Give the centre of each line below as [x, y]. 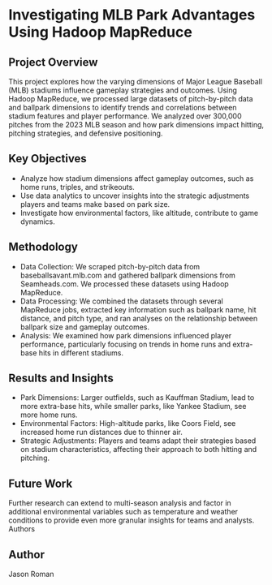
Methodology [43, 247]
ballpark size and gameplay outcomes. [85, 327]
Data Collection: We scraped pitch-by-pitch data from [110, 266]
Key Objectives [47, 159]
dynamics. [37, 222]
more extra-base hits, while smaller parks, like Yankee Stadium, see [133, 406]
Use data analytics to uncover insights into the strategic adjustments [135, 196]
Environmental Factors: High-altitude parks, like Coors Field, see [128, 424]
